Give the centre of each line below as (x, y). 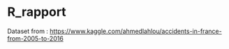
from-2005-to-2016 (36, 38)
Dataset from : (28, 31)
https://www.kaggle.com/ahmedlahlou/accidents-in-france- (136, 31)
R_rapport (37, 12)
